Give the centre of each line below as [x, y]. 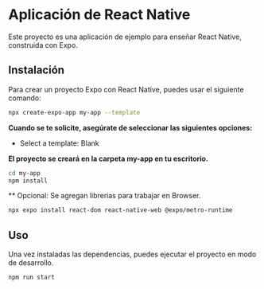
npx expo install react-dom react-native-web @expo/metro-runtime [120, 210]
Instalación [37, 70]
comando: [25, 98]
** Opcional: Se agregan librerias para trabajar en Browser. [105, 196]
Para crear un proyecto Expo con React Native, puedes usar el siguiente [126, 89]
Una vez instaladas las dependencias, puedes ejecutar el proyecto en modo [132, 254]
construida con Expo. [43, 45]
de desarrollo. [31, 263]
